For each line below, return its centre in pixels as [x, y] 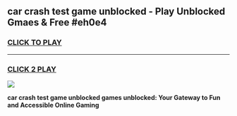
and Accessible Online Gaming [53, 105]
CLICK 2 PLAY [32, 69]
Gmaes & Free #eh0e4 [57, 23]
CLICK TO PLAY [35, 43]
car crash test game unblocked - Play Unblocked [116, 12]
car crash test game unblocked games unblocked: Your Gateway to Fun [114, 97]
